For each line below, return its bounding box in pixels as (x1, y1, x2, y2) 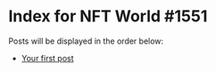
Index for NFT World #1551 (8, 6, 208, 27)
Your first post (21, 52, 74, 63)
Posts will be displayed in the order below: (8, 36, 164, 46)
